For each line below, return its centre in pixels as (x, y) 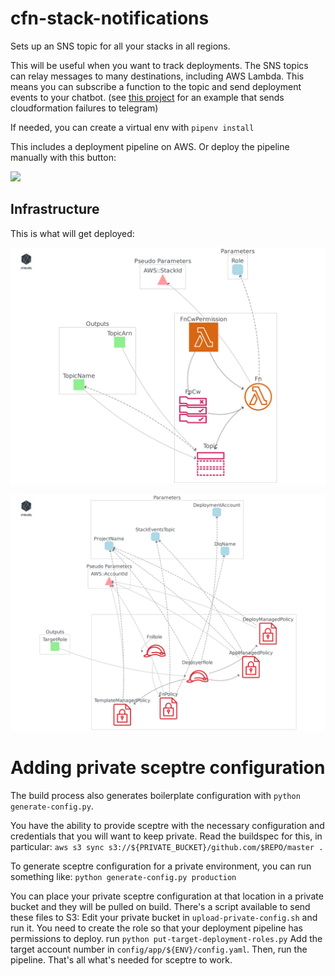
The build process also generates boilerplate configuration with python (155, 795)
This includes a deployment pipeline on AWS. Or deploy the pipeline (150, 146)
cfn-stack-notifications (110, 18)
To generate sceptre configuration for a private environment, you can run (161, 866)
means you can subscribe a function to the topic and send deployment (156, 86)
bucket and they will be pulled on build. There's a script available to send (160, 906)
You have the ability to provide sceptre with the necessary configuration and (167, 825)
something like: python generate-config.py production (123, 876)
